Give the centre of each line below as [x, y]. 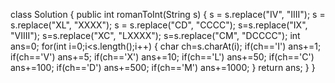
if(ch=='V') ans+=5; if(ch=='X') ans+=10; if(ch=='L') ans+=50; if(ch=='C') [162, 57]
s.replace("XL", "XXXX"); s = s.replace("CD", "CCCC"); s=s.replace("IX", [159, 25]
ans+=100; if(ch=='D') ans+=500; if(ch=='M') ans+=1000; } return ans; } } [163, 67]
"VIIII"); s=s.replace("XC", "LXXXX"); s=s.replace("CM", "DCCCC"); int [155, 35]
